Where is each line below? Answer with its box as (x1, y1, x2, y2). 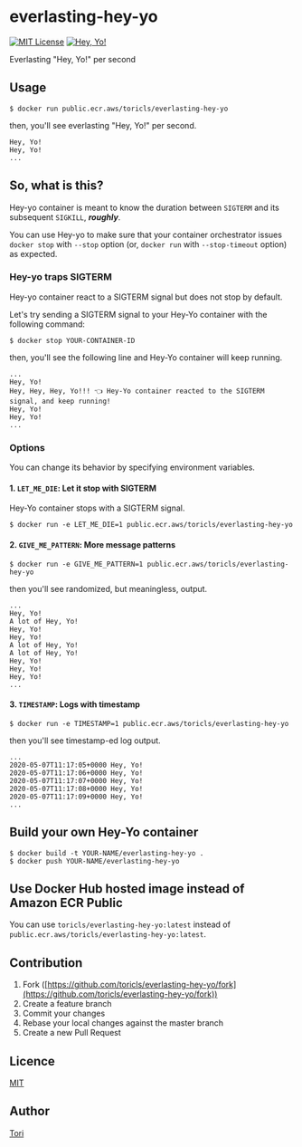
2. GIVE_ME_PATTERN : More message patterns (9, 539, 176, 550)
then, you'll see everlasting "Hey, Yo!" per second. (9, 119, 197, 130)
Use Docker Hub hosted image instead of (9, 881, 245, 896)
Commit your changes (22, 1008, 106, 1019)
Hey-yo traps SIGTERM (9, 271, 113, 283)
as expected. (9, 248, 58, 259)
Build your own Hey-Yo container (9, 825, 199, 840)
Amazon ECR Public (9, 894, 124, 911)
